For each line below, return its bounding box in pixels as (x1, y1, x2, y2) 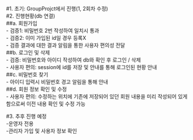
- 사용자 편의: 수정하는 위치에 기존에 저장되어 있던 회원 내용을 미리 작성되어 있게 (6, 93, 188, 100)
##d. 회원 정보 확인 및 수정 (6, 86, 67, 93)
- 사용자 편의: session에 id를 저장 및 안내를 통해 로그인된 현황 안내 (6, 64, 157, 70)
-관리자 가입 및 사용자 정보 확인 (6, 128, 77, 134)
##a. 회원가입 (6, 20, 38, 26)
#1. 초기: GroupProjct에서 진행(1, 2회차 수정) (6, 5, 108, 12)
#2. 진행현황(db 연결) (6, 12, 56, 19)
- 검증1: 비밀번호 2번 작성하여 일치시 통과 (6, 27, 99, 34)
